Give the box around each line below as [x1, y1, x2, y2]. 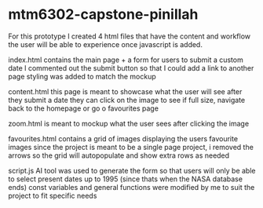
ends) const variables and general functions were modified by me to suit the [8, 182, 255, 192]
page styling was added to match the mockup [8, 71, 157, 81]
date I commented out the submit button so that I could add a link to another [8, 63, 254, 72]
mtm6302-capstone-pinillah [8, 5, 199, 24]
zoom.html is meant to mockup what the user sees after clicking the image [8, 119, 250, 128]
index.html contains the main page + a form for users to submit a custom [8, 55, 243, 64]
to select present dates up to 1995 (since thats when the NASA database [8, 174, 243, 184]
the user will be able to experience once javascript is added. [8, 39, 203, 49]
